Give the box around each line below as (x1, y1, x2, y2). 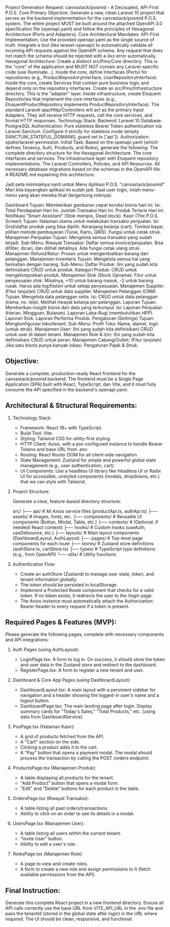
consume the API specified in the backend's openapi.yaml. (5, 386, 128, 392)
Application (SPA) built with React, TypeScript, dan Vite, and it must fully (5, 381, 156, 387)
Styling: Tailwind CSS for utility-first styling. (20, 435, 112, 441)
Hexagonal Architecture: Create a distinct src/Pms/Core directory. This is (5, 58, 158, 64)
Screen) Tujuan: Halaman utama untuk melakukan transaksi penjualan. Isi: (5, 218, 160, 224)
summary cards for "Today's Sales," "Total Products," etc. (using (20, 708, 156, 715)
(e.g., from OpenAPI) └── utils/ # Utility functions (12, 551, 117, 557)
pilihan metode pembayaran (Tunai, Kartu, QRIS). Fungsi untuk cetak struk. (5, 229, 161, 235)
